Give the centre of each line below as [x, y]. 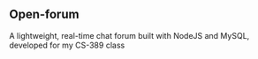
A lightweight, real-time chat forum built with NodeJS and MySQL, [129, 35]
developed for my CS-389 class [67, 45]
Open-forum [44, 15]
